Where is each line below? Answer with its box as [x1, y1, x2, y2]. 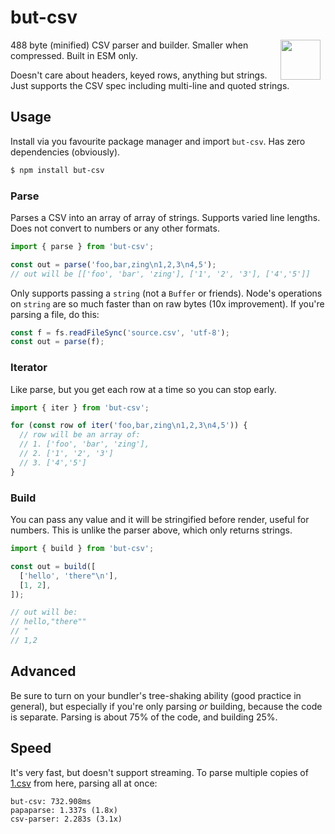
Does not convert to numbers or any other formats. [10, 222, 220, 234]
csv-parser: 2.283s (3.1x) [10, 814, 123, 824]
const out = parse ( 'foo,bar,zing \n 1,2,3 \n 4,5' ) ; [10, 259, 217, 270]
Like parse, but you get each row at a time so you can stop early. [10, 383, 277, 395]
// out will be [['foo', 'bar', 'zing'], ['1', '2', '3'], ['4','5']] [10, 269, 311, 279]
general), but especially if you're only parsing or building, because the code [10, 700, 323, 712]
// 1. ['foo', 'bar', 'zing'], [19, 439, 150, 450]
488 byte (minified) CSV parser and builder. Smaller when [10, 39, 249, 51]
